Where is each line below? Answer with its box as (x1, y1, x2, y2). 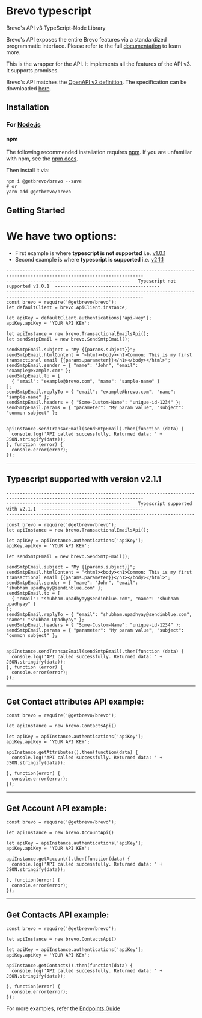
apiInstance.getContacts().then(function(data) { (6, 963, 133, 969)
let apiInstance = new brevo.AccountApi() (6, 830, 114, 836)
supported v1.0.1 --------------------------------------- (6, 283, 161, 289)
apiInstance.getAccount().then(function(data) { (6, 856, 130, 862)
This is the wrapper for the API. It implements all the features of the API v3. (6, 60, 192, 68)
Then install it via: (6, 167, 50, 174)
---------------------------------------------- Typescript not (6, 278, 176, 284)
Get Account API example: (6, 803, 107, 813)
